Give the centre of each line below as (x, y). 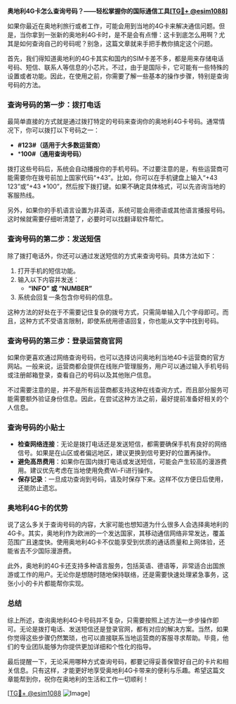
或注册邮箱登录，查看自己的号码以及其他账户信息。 (81, 375)
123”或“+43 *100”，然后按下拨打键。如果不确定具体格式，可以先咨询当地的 (117, 186)
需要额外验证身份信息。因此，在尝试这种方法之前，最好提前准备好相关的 (118, 398)
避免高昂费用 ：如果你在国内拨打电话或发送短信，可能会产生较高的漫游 (119, 462)
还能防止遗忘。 (39, 488)
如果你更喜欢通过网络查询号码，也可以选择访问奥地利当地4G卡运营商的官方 (116, 357)
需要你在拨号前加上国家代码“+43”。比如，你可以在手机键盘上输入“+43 (115, 178)
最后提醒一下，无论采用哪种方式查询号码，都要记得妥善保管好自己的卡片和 (115, 661)
